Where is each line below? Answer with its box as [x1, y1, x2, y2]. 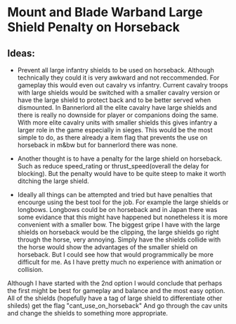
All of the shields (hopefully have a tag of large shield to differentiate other [7, 294, 223, 302]
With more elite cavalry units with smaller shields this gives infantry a [17, 118, 218, 127]
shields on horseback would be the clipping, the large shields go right [17, 228, 219, 236]
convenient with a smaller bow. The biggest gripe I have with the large [17, 220, 221, 229]
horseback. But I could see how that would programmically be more [17, 251, 214, 258]
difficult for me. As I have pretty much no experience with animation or [17, 258, 222, 266]
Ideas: [7, 47, 35, 59]
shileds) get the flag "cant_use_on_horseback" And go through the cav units [7, 301, 228, 310]
